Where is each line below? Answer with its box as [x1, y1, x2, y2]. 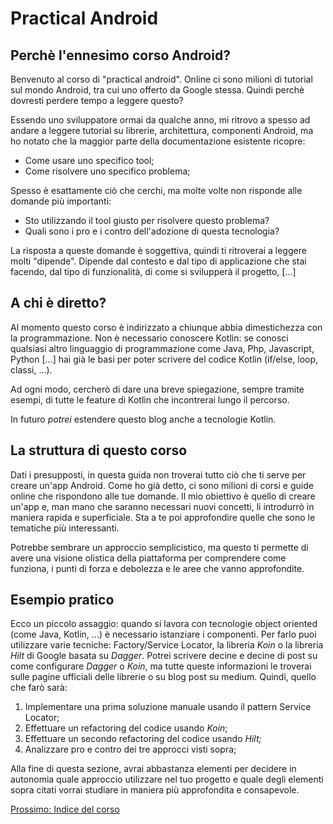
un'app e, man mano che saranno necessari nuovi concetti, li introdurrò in [10, 500, 315, 512]
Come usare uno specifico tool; [24, 155, 155, 166]
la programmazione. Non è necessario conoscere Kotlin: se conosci [10, 332, 289, 344]
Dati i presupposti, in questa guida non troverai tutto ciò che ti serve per [10, 468, 307, 481]
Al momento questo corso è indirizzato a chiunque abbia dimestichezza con [10, 321, 323, 333]
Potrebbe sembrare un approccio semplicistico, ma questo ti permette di [10, 541, 309, 553]
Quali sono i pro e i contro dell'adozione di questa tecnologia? [24, 225, 280, 237]
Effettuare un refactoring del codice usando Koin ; [24, 722, 228, 734]
